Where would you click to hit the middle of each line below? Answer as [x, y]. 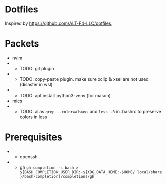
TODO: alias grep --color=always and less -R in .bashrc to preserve [91, 111]
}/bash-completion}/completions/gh [57, 176]
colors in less [33, 117]
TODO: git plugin [37, 68]
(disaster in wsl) [36, 84]
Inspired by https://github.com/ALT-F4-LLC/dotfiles [58, 23]
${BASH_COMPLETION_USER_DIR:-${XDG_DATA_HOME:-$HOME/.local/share [91, 172]
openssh [29, 156]
